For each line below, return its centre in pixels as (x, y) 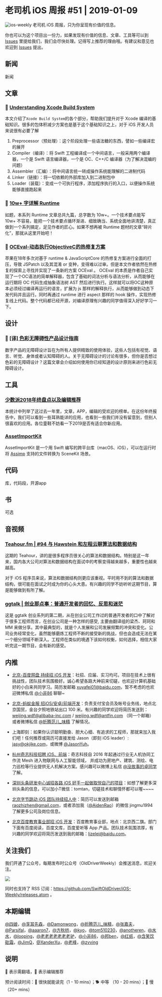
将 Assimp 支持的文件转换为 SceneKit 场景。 (49, 453)
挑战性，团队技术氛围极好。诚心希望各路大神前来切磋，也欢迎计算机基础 (84, 681)
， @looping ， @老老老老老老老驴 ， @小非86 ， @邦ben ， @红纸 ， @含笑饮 (82, 936)
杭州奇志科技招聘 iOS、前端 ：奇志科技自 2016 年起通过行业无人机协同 (81, 755)
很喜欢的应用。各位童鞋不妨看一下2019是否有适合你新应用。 (65, 423)
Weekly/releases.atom (27, 894)
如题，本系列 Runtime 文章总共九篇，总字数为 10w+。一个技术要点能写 (75, 215)
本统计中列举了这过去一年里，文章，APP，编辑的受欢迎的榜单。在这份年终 (79, 411)
